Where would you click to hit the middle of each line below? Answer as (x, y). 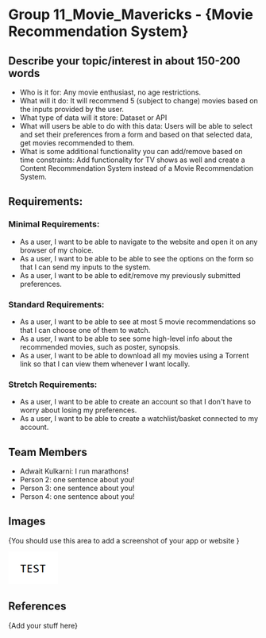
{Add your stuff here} (43, 625)
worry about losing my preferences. (78, 410)
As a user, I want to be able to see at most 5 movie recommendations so (138, 321)
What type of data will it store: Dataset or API (93, 118)
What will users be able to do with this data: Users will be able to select (136, 126)
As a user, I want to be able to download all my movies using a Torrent (134, 355)
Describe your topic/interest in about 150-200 (124, 61)
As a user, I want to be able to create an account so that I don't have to (135, 402)
